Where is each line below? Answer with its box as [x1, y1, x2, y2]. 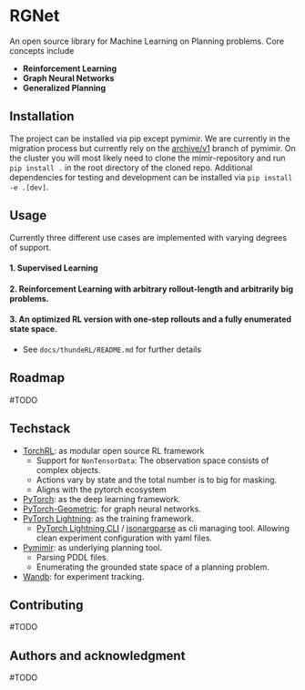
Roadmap [9, 370, 66, 386]
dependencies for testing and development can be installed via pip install [9, 171, 293, 182]
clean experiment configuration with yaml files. [36, 532, 212, 543]
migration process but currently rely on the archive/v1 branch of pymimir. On [9, 142, 296, 153]
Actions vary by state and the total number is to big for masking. [36, 474, 278, 485]
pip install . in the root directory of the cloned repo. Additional [9, 161, 253, 173]
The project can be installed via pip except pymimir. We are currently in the [9, 133, 291, 144]
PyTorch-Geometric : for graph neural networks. [22, 503, 202, 514]
